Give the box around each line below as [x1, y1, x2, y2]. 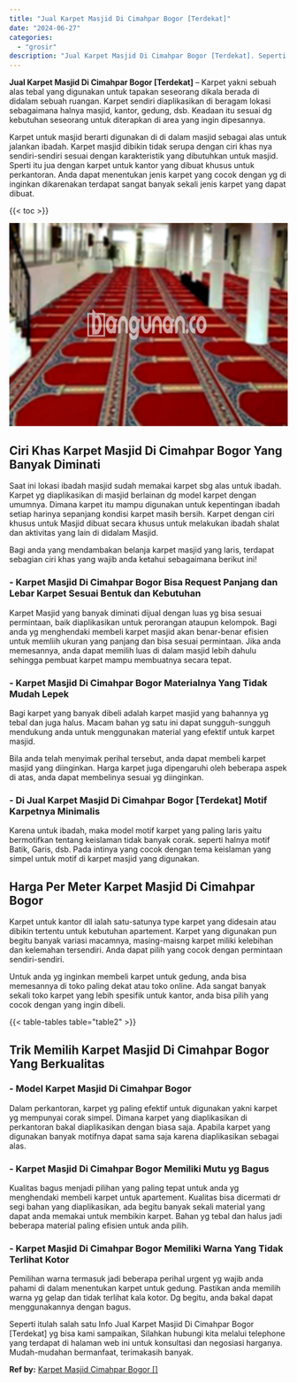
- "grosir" [17, 42, 57, 51]
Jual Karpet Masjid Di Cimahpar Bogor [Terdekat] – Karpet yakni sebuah [9, 77, 277, 88]
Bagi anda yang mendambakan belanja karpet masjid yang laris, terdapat [9, 545, 275, 555]
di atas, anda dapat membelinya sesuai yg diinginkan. [9, 772, 204, 783]
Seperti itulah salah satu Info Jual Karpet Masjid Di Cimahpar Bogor [9, 1319, 255, 1330]
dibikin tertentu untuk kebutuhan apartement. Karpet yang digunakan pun [9, 926, 277, 937]
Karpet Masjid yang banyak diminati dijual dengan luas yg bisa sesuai [9, 607, 263, 618]
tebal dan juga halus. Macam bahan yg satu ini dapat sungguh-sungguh [9, 717, 271, 728]
